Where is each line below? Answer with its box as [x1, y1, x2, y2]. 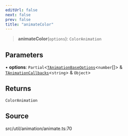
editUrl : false [5, 7, 38, 13]
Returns [5, 84, 32, 93]
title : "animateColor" [5, 21, 54, 27]
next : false [5, 12, 31, 17]
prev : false [5, 17, 31, 22]
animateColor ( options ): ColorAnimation [17, 36, 102, 42]
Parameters [5, 51, 44, 59]
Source [5, 112, 29, 121]
